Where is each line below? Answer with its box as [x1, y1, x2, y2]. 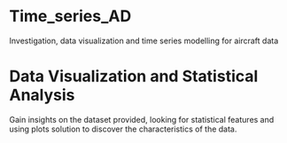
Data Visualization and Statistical [9, 66, 259, 87]
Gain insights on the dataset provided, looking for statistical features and [9, 114, 275, 124]
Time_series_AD [9, 6, 132, 26]
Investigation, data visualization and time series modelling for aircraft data [9, 35, 279, 46]
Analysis [9, 86, 75, 105]
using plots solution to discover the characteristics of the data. [9, 124, 237, 134]
